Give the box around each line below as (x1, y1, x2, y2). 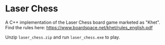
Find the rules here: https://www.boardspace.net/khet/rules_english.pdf (5, 24, 153, 30)
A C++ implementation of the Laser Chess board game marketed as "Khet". (5, 19, 160, 25)
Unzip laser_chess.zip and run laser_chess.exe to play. (5, 34, 120, 40)
